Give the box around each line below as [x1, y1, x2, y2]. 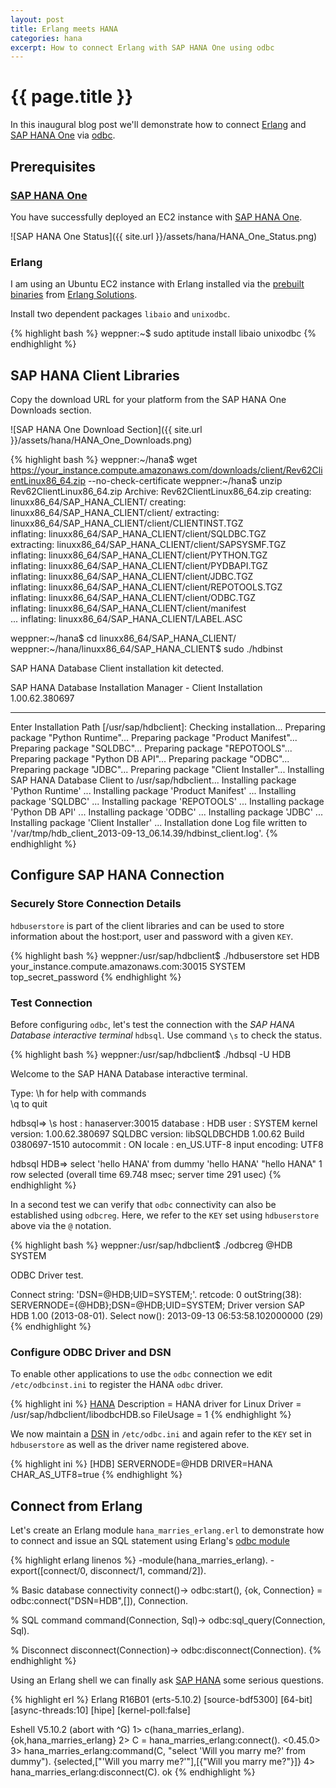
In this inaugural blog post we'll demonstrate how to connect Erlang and [10, 119, 307, 131]
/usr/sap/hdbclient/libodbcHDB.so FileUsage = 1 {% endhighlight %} [10, 1409, 292, 1421]
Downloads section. [10, 404, 92, 416]
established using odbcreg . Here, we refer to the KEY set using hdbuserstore [10, 1209, 320, 1221]
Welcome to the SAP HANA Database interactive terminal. [10, 1067, 248, 1080]
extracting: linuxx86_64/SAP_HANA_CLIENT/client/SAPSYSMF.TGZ [10, 538, 287, 550]
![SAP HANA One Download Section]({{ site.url [10, 423, 203, 435]
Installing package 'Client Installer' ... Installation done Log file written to [10, 816, 308, 828]
